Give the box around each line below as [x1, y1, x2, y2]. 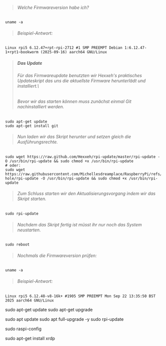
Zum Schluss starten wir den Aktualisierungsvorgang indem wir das [17, 191, 156, 197]
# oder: [5, 163, 21, 168]
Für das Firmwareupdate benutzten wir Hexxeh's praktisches [17, 73, 142, 79]
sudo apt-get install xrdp [5, 335, 55, 341]
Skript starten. [17, 196, 47, 202]
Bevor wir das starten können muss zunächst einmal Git [17, 98, 132, 104]
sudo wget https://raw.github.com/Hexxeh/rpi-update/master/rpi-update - [5, 154, 161, 159]
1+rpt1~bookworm [5, 50, 39, 55]
